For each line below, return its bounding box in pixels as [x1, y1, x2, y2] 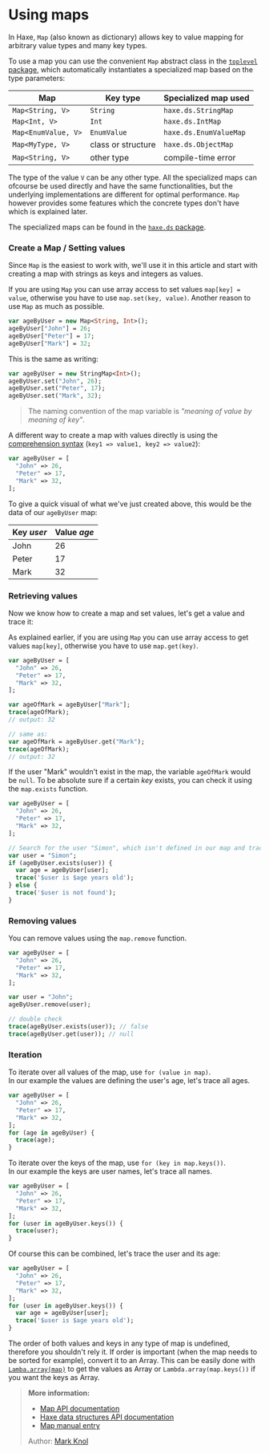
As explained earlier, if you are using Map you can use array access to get [8, 632, 249, 642]
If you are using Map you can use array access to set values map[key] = [8, 285, 241, 294]
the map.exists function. [8, 784, 88, 793]
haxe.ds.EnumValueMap [163, 128, 247, 137]
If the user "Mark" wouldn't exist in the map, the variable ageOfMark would [8, 767, 251, 777]
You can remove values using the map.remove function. [8, 933, 187, 944]
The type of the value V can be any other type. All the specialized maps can [8, 172, 258, 182]
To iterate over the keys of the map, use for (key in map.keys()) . [8, 1158, 227, 1168]
